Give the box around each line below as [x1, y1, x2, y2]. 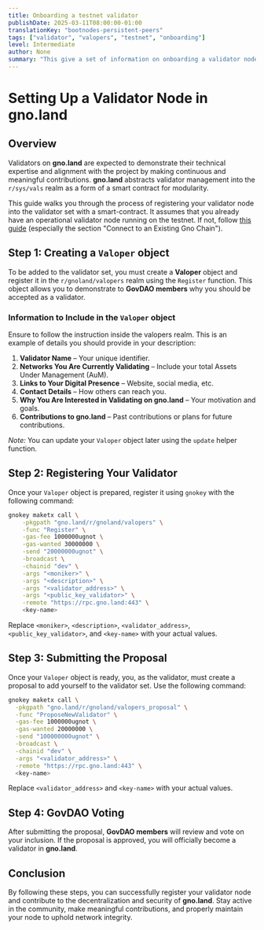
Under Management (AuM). [19, 370, 108, 379]
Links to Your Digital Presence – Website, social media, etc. [19, 378, 214, 388]
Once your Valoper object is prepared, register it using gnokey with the [8, 487, 235, 496]
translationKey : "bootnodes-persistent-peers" [8, 26, 163, 34]
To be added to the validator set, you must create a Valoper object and [8, 267, 238, 276]
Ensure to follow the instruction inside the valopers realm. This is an [8, 330, 228, 339]
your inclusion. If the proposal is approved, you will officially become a [8, 836, 236, 845]
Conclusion [8, 866, 66, 880]
